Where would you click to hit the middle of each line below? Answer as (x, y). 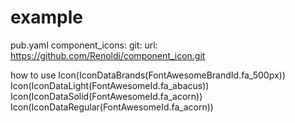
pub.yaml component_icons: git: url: (84, 45)
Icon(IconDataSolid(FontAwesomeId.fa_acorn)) (106, 96)
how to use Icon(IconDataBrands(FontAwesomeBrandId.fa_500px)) (148, 75)
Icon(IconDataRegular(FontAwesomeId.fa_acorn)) (112, 107)
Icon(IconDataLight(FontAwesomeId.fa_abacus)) (110, 85)
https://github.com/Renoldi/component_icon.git (108, 55)
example (47, 17)
